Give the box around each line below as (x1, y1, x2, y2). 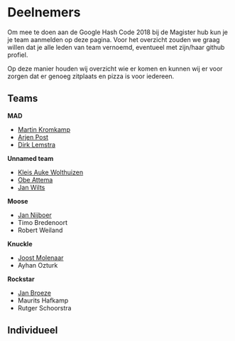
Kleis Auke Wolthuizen (17, 168, 84, 177)
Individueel (7, 325, 58, 337)
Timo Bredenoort (17, 218, 68, 226)
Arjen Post (17, 132, 48, 141)
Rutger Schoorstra (17, 303, 72, 312)
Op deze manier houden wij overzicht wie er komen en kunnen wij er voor (7, 64, 223, 73)
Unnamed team (7, 154, 54, 162)
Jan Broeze (17, 288, 52, 297)
